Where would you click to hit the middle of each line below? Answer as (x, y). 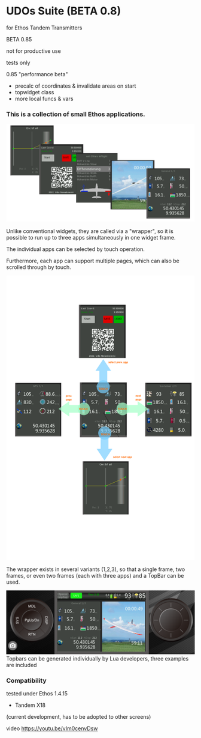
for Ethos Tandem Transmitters (44, 28)
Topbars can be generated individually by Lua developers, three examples (98, 658)
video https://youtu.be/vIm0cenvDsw (52, 728)
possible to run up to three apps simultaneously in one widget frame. (91, 238)
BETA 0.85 (19, 39)
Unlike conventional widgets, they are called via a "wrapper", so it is (90, 231)
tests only (18, 62)
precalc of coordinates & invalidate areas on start (75, 86)
